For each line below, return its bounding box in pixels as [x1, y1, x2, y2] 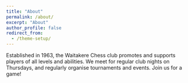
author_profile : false [6, 25, 62, 31]
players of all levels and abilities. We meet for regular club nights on [6, 58, 170, 65]
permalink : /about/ [6, 14, 54, 20]
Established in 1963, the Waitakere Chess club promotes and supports [6, 52, 176, 58]
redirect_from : [6, 30, 43, 36]
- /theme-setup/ [11, 36, 51, 41]
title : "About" [6, 8, 43, 15]
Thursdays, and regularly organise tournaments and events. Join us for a [6, 64, 182, 71]
